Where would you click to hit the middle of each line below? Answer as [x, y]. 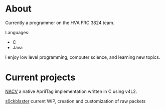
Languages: [17, 32]
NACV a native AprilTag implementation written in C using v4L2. [71, 91]
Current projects [40, 78]
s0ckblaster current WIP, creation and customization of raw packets [75, 101]
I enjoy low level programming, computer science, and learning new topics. [83, 57]
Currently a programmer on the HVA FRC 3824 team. [60, 23]
